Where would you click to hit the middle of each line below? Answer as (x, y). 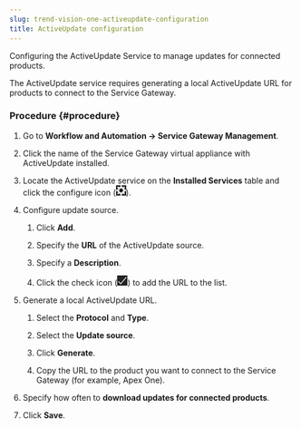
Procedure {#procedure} (65, 116)
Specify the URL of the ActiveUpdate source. (120, 245)
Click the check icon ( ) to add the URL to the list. (131, 282)
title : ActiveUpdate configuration (77, 29)
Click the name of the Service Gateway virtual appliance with (136, 153)
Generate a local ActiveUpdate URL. (90, 300)
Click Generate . (66, 353)
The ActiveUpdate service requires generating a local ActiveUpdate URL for (151, 83)
